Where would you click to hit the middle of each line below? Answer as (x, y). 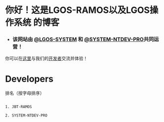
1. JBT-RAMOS (19, 107)
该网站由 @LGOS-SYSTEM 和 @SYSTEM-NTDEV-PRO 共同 (83, 39)
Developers (29, 79)
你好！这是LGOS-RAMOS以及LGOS (78, 10)
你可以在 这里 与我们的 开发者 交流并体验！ (46, 59)
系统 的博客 (37, 23)
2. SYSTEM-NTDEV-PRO (27, 116)
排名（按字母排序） (25, 93)
